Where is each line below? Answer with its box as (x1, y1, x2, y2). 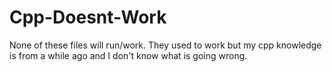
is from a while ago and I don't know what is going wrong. (9, 49, 248, 61)
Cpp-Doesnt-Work (9, 6, 167, 29)
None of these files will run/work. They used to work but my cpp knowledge (9, 39, 322, 51)
